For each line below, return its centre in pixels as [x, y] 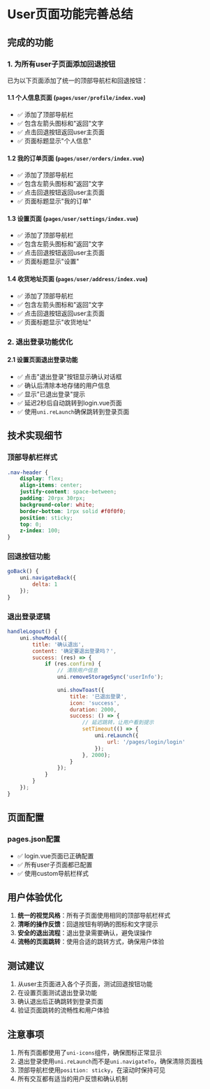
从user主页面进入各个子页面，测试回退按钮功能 [85, 984]
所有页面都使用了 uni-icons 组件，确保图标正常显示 [90, 1052]
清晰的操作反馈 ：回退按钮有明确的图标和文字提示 [88, 924]
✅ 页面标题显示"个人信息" [54, 141]
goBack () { [23, 571]
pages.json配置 [34, 839]
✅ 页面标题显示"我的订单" [54, 201]
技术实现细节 [35, 436]
